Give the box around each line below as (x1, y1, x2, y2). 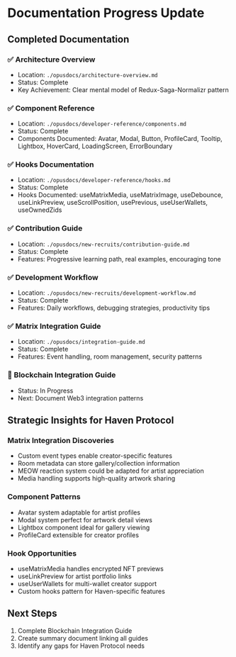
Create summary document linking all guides (17, 634, 149, 642)
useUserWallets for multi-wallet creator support (17, 579, 157, 588)
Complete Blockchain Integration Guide (17, 626, 133, 635)
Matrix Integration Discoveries (7, 435, 115, 445)
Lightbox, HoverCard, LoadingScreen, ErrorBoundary (17, 142, 173, 150)
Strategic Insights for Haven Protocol (7, 415, 174, 427)
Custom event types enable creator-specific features (17, 451, 172, 460)
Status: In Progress (17, 386, 74, 395)
